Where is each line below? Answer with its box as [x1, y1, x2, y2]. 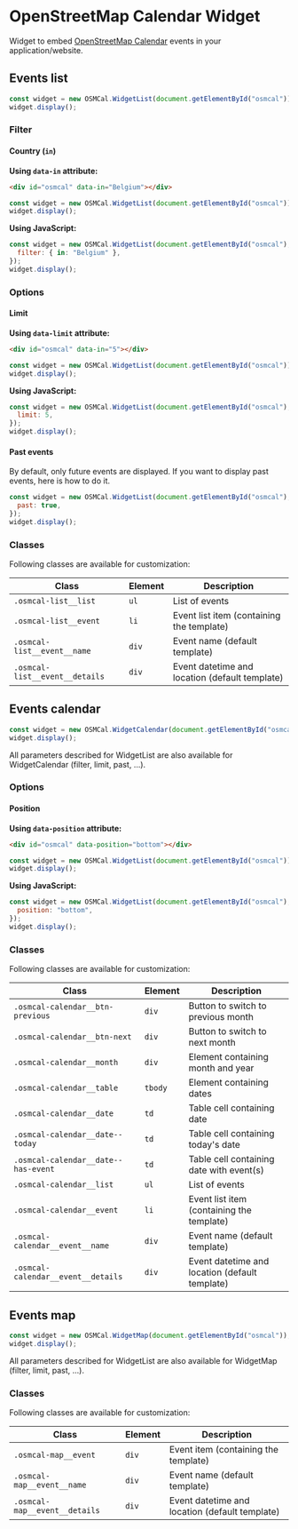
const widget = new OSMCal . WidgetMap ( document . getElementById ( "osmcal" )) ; [9, 1331, 292, 1340]
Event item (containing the [169, 1443, 279, 1455]
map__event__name [13, 1479, 87, 1490]
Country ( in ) [9, 146, 57, 156]
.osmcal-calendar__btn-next [13, 1032, 132, 1042]
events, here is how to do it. [9, 475, 111, 486]
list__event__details [13, 672, 105, 681]
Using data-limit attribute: [9, 327, 111, 338]
